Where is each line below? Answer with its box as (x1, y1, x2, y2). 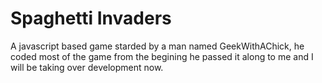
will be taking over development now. (10, 61, 164, 73)
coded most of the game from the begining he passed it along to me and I (10, 50, 314, 62)
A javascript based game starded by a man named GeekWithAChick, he (10, 40, 305, 52)
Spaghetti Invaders (10, 7, 172, 30)
